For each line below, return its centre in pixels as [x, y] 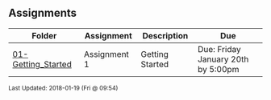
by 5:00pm [218, 69]
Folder [44, 35]
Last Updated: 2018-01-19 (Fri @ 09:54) [63, 88]
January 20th [223, 59]
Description [165, 35]
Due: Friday [219, 49]
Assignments [43, 13]
